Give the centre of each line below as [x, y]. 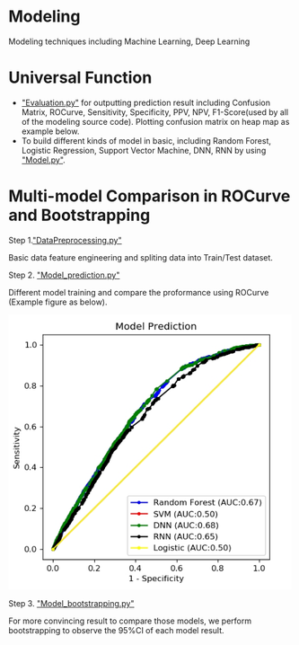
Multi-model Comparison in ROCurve [149, 196]
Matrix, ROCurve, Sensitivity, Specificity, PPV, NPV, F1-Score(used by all [155, 112]
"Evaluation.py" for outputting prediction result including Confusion [146, 102]
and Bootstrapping [79, 215]
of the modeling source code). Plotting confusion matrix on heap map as [155, 121]
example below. [50, 131]
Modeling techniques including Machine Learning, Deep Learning [129, 41]
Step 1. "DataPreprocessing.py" [65, 240]
